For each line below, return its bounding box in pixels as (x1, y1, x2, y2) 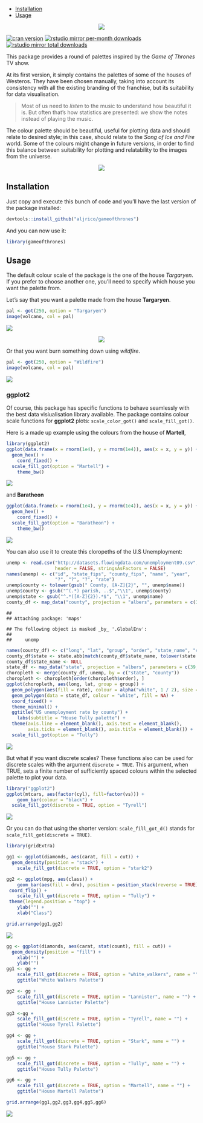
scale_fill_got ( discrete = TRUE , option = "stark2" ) (17, 865, 153, 871)
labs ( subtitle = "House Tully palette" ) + (17, 715, 126, 721)
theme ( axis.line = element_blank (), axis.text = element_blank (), (11, 721, 182, 727)
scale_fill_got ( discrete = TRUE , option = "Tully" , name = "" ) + (17, 1060, 185, 1067)
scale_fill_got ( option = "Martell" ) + (11, 463, 110, 469)
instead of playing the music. (21, 115, 94, 122)
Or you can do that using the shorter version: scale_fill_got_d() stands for (6, 825, 195, 832)
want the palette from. (6, 285, 62, 292)
